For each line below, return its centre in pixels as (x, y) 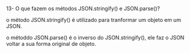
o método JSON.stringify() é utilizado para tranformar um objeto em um (94, 20)
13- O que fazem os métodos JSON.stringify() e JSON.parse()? (83, 9)
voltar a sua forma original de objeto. (51, 44)
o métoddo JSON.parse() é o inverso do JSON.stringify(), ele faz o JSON (95, 37)
